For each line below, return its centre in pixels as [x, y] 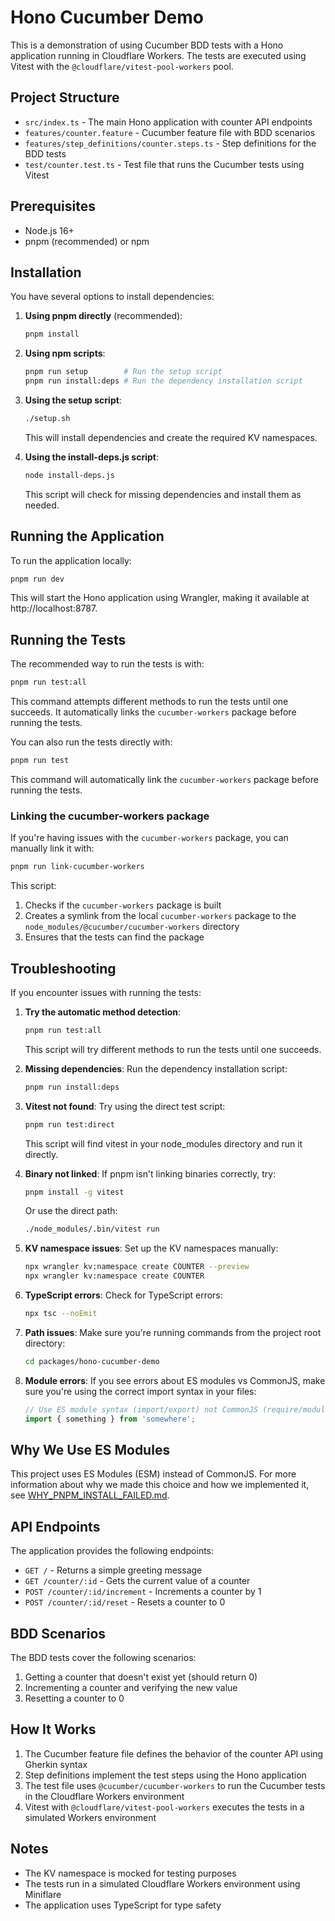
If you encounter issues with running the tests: [106, 992]
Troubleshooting [63, 968]
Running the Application [87, 536]
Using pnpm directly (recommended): [103, 316]
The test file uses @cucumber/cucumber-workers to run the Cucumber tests [175, 1785]
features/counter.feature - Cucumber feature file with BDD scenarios [170, 132]
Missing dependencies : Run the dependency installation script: [156, 1068]
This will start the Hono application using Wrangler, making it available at [160, 598]
